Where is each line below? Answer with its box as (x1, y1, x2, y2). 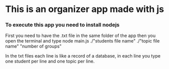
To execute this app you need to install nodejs (5, 21, 120, 28)
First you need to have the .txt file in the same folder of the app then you (5, 32, 156, 38)
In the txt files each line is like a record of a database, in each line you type (5, 53, 160, 59)
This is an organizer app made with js (5, 3, 164, 15)
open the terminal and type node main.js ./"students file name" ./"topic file (5, 38, 160, 44)
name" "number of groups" (5, 43, 62, 49)
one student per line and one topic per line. (5, 58, 95, 64)
